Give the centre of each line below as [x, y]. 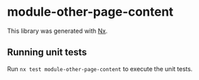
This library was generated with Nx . [57, 31]
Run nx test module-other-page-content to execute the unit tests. [100, 68]
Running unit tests [47, 52]
